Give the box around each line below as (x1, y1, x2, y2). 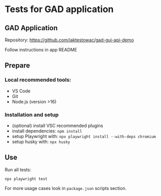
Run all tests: (5, 166, 31, 172)
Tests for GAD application (5, 4, 114, 15)
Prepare (5, 61, 31, 70)
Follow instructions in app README (5, 47, 77, 52)
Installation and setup (5, 111, 59, 118)
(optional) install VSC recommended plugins (12, 122, 103, 128)
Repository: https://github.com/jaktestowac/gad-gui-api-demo (5, 37, 134, 43)
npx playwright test (5, 176, 48, 181)
